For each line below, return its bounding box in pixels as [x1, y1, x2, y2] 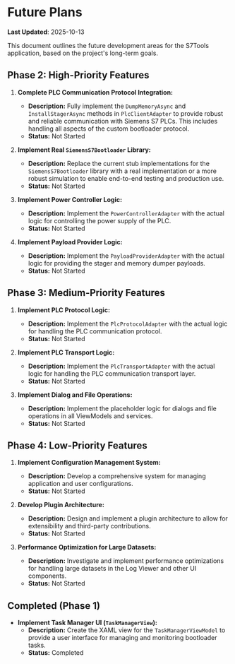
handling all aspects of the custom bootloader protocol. [28, 124, 189, 133]
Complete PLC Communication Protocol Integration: [17, 88, 174, 96]
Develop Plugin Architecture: [17, 501, 104, 509]
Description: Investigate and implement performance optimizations [28, 557, 224, 565]
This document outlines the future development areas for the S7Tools [7, 41, 210, 49]
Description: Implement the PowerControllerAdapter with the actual [28, 209, 224, 218]
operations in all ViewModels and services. [28, 411, 153, 420]
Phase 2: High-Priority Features [7, 69, 150, 81]
